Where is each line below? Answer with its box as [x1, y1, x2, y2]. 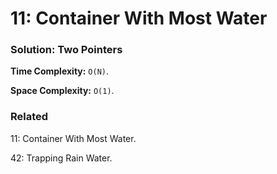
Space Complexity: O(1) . [10, 85, 115, 97]
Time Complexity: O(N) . [10, 65, 110, 77]
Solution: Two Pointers [10, 43, 123, 57]
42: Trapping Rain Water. [10, 152, 113, 164]
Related [10, 110, 49, 124]
